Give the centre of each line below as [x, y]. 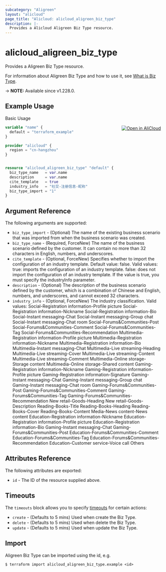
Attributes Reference [38, 459]
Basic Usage [18, 118]
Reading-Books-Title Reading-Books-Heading [84, 406]
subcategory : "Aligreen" [31, 10]
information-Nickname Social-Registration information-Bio [97, 312]
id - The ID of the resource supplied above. [57, 480]
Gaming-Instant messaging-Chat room [52, 385]
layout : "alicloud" [25, 14]
